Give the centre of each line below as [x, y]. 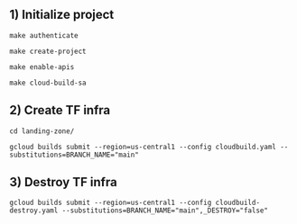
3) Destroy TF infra [63, 182]
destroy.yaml [34, 211]
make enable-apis [42, 67]
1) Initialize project [62, 15]
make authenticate [44, 35]
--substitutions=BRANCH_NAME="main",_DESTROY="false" [165, 211]
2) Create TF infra [60, 110]
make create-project [48, 51]
